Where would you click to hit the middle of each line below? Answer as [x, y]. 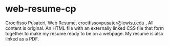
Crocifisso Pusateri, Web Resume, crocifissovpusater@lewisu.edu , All [79, 23]
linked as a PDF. [22, 39]
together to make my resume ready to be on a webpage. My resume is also [84, 33]
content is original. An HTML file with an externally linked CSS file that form [85, 28]
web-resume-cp [41, 9]
